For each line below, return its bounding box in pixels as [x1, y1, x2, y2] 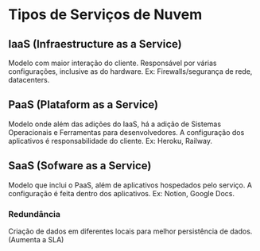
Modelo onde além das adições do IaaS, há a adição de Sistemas [8, 119, 221, 129]
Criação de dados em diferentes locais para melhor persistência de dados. [8, 226, 253, 236]
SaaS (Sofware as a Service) [8, 159, 152, 172]
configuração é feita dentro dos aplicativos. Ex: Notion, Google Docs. [8, 188, 235, 198]
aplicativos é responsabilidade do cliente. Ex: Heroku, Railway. [8, 136, 213, 145]
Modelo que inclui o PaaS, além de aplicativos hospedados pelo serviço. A [8, 180, 253, 190]
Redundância [8, 208, 61, 219]
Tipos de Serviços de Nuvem [8, 6, 203, 24]
